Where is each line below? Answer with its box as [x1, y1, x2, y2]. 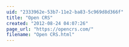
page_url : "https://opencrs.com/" [6, 26, 94, 32]
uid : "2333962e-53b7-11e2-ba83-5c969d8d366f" [6, 9, 124, 15]
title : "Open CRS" [6, 15, 53, 21]
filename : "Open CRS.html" [6, 32, 75, 38]
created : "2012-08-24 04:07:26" [6, 20, 88, 26]
